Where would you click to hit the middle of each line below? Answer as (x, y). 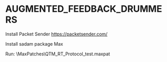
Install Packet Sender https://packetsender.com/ (57, 34)
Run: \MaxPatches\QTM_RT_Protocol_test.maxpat (58, 54)
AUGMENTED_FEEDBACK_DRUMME (84, 9)
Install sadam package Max (34, 44)
